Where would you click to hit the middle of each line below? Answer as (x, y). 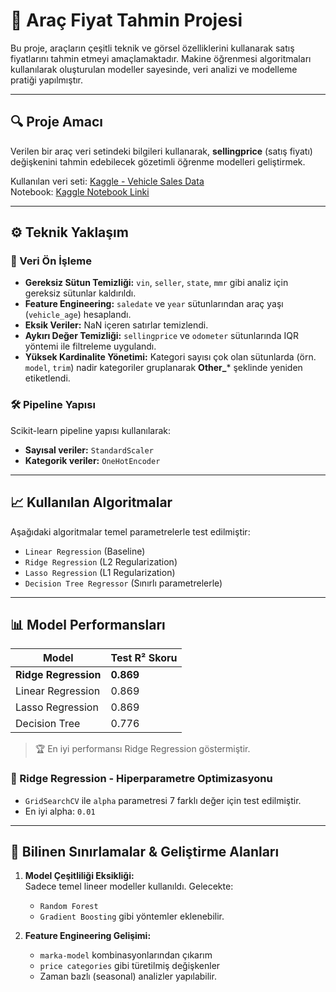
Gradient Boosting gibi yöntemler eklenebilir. (132, 916)
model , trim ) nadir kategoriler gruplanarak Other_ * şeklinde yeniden (163, 368)
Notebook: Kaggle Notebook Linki (80, 191)
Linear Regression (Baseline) (85, 551)
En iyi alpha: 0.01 (60, 811)
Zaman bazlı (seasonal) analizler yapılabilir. (128, 976)
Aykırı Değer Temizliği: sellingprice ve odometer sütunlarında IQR (161, 336)
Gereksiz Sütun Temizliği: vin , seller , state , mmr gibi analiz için (156, 283)
